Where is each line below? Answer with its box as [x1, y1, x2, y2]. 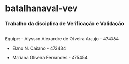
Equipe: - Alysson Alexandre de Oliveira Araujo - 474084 [5, 36, 119, 42]
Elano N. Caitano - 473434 [12, 45, 66, 51]
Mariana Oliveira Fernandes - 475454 [12, 55, 88, 61]
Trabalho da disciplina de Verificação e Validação [5, 20, 124, 27]
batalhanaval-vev [5, 3, 78, 14]
